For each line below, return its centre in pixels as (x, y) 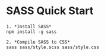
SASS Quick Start (50, 11)
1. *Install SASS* (29, 27)
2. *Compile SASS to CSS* (38, 42)
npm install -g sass (32, 32)
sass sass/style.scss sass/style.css (53, 47)
